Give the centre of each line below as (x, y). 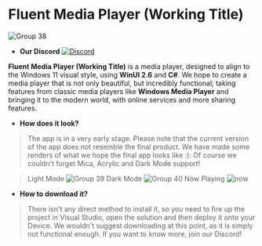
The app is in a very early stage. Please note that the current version (138, 138)
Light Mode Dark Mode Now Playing (126, 179)
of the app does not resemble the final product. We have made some (138, 147)
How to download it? (54, 194)
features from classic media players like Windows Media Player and (118, 91)
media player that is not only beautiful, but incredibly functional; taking (122, 83)
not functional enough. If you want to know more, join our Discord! (134, 233)
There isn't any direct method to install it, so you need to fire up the (136, 208)
